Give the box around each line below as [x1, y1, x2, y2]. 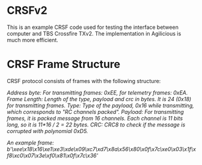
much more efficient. [7, 36, 59, 43]
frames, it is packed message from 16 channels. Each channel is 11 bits [7, 114, 183, 122]
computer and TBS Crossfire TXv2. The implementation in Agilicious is [7, 30, 182, 37]
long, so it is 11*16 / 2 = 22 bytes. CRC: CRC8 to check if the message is [7, 121, 186, 128]
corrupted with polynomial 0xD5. [7, 127, 88, 134]
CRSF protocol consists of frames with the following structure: [7, 77, 161, 84]
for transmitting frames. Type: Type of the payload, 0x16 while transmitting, [7, 102, 194, 109]
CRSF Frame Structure [7, 58, 121, 71]
